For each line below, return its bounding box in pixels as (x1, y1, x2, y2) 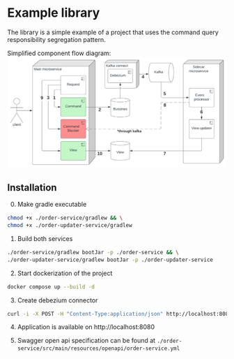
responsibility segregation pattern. (7, 35, 106, 43)
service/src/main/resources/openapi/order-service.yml (17, 345, 180, 352)
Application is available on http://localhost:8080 (17, 323, 155, 331)
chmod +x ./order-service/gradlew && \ (7, 214, 123, 221)
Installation (7, 182, 57, 193)
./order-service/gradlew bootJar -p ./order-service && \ (7, 249, 179, 256)
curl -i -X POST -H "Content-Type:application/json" (7, 310, 164, 317)
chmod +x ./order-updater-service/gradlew (7, 222, 132, 229)
